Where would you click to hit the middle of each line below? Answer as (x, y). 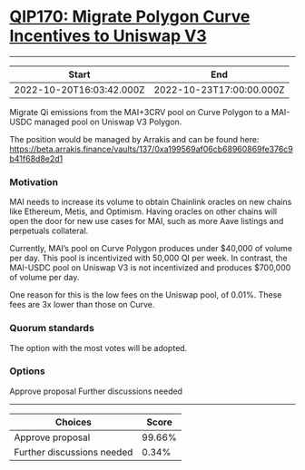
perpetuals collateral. (49, 231)
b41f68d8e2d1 (36, 158)
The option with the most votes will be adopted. (98, 348)
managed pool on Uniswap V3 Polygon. (108, 122)
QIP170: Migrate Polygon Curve (130, 17)
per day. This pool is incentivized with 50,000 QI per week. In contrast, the (148, 258)
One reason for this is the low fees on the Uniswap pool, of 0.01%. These (146, 295)
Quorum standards (52, 328)
